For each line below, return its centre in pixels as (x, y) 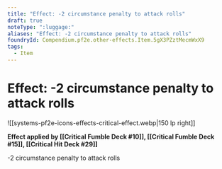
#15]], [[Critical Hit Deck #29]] (52, 144)
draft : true (25, 21)
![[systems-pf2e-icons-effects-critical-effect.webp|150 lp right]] (101, 123)
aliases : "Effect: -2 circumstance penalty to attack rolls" (100, 34)
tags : (15, 47)
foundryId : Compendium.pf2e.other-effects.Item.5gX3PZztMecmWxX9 (106, 40)
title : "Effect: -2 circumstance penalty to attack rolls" (96, 14)
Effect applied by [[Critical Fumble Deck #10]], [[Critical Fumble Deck (111, 136)
